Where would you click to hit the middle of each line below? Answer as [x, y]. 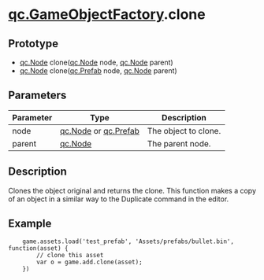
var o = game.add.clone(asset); [90, 262]
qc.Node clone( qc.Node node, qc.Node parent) [96, 62]
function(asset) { [38, 249]
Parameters [37, 96]
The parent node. [179, 143]
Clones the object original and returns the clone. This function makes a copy [132, 190]
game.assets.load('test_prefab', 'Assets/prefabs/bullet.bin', [128, 241]
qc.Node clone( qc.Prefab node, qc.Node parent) [98, 71]
